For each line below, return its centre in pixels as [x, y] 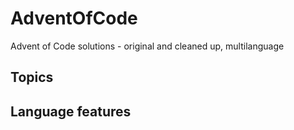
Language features [71, 111]
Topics [32, 77]
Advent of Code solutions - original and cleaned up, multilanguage [147, 46]
